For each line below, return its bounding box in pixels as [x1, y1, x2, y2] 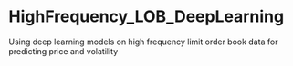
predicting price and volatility [8, 45, 119, 56]
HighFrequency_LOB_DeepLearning [8, 6, 285, 27]
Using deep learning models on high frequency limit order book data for [8, 36, 278, 47]
